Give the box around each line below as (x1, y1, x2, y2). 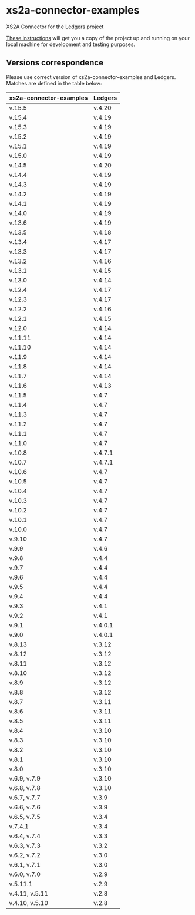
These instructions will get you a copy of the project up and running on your (6, 34, 190, 41)
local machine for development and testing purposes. (6, 41, 136, 48)
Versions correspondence (6, 58, 104, 68)
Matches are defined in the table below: (6, 80, 102, 87)
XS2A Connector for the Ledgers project (6, 23, 104, 30)
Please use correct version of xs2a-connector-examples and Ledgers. (6, 73, 176, 80)
